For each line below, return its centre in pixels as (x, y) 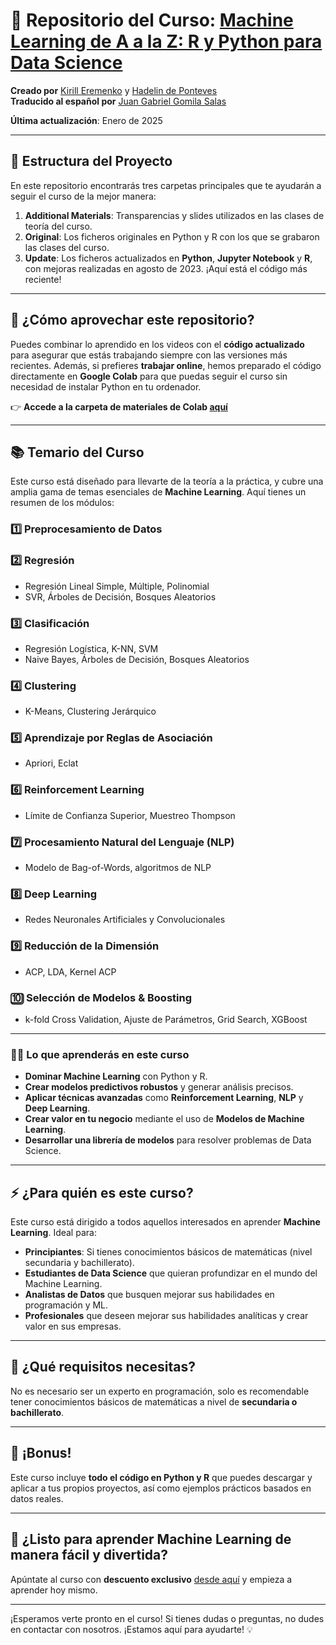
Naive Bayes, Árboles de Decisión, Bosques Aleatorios (137, 659)
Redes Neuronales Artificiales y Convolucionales (125, 920)
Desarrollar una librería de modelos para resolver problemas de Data (168, 1140)
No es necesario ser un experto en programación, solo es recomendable (160, 1391)
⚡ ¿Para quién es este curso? (102, 1192)
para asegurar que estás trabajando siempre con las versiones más (149, 355)
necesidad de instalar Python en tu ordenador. (106, 386)
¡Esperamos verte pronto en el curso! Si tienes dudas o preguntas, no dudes (167, 1618)
